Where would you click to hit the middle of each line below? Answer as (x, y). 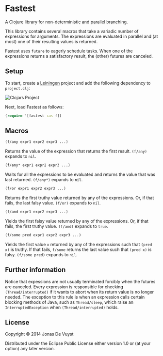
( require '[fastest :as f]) (33, 116)
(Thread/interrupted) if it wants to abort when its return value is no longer (80, 292)
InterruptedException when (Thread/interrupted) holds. (62, 307)
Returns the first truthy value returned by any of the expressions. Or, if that (80, 198)
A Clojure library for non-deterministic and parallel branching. (66, 22)
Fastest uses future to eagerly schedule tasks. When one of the (69, 51)
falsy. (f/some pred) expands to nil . (41, 254)
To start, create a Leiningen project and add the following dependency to (78, 83)
